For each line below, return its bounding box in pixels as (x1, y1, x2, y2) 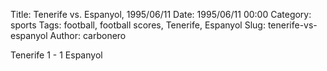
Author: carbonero (49, 30, 127, 41)
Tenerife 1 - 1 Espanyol (10, 49, 103, 61)
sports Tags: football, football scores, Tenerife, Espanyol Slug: (10, 19, 266, 31)
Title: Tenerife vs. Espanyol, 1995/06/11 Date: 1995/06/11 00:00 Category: (10, 9, 312, 20)
